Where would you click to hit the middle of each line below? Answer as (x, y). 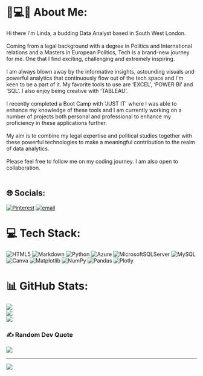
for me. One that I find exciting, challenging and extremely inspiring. (91, 59)
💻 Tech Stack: (43, 233)
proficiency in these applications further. (57, 123)
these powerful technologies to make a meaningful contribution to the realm (101, 142)
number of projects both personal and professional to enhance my (89, 116)
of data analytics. (28, 148)
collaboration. (23, 168)
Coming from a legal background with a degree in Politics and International (99, 46)
